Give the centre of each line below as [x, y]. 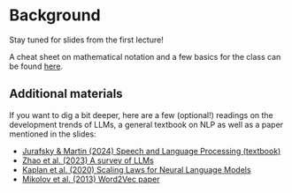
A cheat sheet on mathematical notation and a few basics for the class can [145, 56]
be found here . [36, 66]
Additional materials [66, 94]
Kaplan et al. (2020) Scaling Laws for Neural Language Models [136, 169]
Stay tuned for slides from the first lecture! [86, 40]
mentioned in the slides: [53, 134]
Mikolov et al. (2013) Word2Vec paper [91, 179]
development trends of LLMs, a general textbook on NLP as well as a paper [146, 124]
